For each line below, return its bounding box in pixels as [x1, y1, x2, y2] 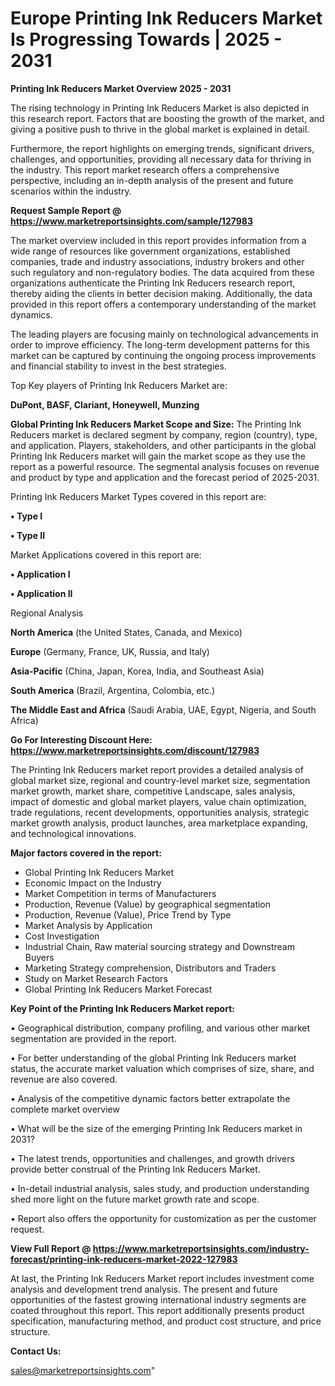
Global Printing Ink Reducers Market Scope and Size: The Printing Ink [10, 418, 302, 430]
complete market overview [10, 1103, 120, 1115]
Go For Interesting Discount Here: [10, 733, 153, 746]
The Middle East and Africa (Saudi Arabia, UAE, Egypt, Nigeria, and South [10, 703, 317, 716]
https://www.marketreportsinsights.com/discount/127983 [10, 744, 260, 756]
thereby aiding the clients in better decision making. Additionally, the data [10, 287, 313, 299]
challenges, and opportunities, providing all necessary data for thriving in [10, 153, 312, 165]
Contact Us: [10, 1345, 62, 1357]
